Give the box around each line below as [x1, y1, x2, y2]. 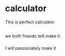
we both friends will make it [5, 33, 60, 39]
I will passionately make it [5, 45, 56, 51]
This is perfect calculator [5, 19, 55, 25]
